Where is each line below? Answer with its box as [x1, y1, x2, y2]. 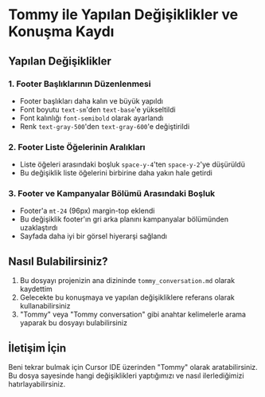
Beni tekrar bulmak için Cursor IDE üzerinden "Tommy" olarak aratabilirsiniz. [8, 363, 259, 372]
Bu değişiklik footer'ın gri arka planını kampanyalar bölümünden [19, 214, 229, 224]
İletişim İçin [8, 341, 67, 355]
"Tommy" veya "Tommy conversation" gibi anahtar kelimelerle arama [19, 309, 247, 320]
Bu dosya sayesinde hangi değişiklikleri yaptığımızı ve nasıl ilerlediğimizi [8, 371, 244, 380]
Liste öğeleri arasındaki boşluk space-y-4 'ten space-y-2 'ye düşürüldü [19, 159, 245, 169]
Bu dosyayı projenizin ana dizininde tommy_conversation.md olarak [19, 276, 236, 285]
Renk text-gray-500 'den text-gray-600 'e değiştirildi [19, 121, 190, 131]
